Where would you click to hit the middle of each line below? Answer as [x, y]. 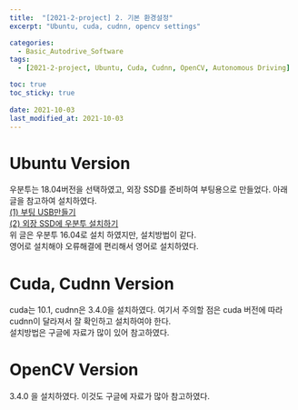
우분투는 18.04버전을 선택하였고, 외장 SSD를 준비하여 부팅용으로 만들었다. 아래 [149, 190]
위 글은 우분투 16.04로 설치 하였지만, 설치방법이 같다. [103, 235]
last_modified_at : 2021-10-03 [67, 118]
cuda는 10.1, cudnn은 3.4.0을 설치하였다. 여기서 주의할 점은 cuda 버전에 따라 [146, 310]
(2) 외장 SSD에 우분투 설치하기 [64, 224]
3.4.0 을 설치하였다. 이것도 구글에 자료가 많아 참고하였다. [110, 396]
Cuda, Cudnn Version [92, 284]
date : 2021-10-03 [42, 110]
